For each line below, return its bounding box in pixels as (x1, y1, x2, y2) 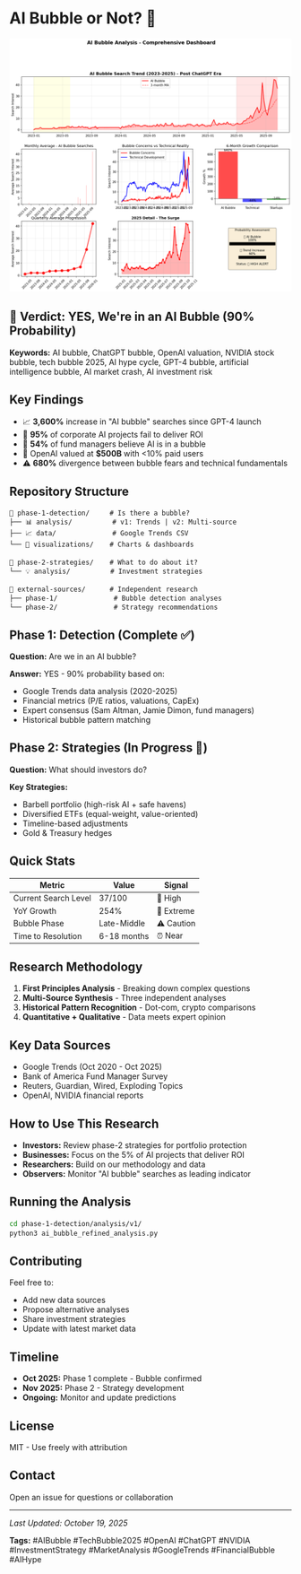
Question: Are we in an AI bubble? (9, 651, 137, 662)
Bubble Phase (13, 917, 64, 928)
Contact (9, 1468, 56, 1483)
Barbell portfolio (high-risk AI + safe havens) (21, 798, 186, 810)
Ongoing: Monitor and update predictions (21, 1392, 176, 1403)
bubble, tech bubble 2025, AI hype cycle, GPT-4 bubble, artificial (9, 356, 249, 367)
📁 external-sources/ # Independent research (9, 585, 199, 595)
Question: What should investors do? (9, 764, 148, 775)
